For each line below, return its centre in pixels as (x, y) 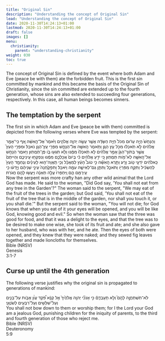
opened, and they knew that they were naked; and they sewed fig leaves (79, 235)
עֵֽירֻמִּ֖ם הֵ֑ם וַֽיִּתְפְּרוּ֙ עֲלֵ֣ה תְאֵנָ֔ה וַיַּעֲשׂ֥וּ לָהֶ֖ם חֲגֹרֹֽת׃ (47, 173)
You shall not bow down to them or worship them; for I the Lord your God (80, 308)
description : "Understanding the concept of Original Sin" (68, 14)
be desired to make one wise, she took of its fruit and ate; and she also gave (83, 225)
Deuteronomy (20, 329)
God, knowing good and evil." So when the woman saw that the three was (81, 214)
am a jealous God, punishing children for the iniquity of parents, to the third (82, 313)
